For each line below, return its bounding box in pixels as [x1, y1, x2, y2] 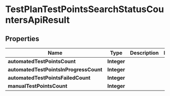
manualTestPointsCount [8, 82, 67, 89]
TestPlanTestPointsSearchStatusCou [5, 4, 164, 15]
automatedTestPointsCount [8, 58, 76, 65]
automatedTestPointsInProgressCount [8, 66, 103, 73]
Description [130, 50, 159, 56]
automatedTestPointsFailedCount [8, 74, 91, 81]
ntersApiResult [5, 14, 70, 26]
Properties [5, 34, 39, 43]
